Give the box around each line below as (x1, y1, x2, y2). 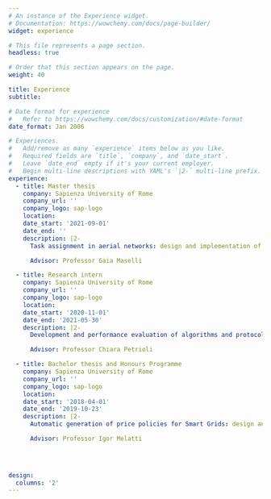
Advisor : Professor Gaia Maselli (29, 256, 143, 264)
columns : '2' (15, 479, 60, 487)
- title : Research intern (15, 271, 103, 279)
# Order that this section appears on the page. (8, 64, 175, 72)
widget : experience (8, 27, 74, 35)
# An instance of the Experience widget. (8, 11, 150, 20)
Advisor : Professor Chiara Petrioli (29, 346, 153, 354)
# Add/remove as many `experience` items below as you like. (8, 144, 226, 153)
